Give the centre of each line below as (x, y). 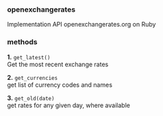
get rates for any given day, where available (68, 105)
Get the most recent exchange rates (58, 64)
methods (22, 42)
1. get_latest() (29, 57)
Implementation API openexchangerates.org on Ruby (81, 25)
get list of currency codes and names (60, 85)
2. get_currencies (33, 77)
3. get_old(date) (31, 98)
